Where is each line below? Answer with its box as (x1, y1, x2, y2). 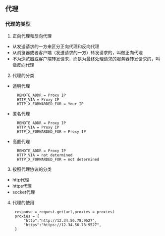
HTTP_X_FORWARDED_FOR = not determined (17, 157, 99, 162)
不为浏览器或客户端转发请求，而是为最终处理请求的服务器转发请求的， (12, 56, 156, 62)
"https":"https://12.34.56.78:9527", (23, 222, 102, 227)
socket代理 (12, 189, 35, 195)
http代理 (12, 177, 30, 183)
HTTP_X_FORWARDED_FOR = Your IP (17, 101, 84, 106)
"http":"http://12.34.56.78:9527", (23, 218, 97, 223)
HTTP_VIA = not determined (17, 153, 73, 157)
